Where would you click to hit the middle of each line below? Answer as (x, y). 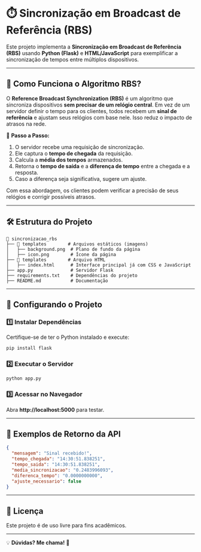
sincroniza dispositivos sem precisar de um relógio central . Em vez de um (98, 105)
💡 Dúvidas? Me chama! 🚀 (38, 543)
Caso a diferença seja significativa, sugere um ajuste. (81, 178)
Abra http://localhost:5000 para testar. (55, 410)
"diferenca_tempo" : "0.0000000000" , (57, 475)
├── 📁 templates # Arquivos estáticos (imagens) (77, 244)
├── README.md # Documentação (57, 281)
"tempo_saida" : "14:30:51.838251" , (56, 465)
